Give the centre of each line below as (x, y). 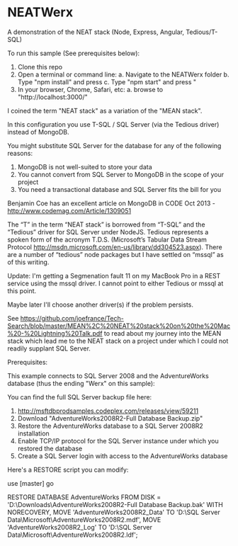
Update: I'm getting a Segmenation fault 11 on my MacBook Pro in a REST (114, 275)
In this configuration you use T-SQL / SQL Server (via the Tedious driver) (113, 124)
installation (33, 433)
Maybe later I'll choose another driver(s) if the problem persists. (100, 305)
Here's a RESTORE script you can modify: (68, 470)
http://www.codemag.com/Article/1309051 (69, 210)
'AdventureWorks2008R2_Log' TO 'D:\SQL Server (80, 527)
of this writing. (28, 262)
